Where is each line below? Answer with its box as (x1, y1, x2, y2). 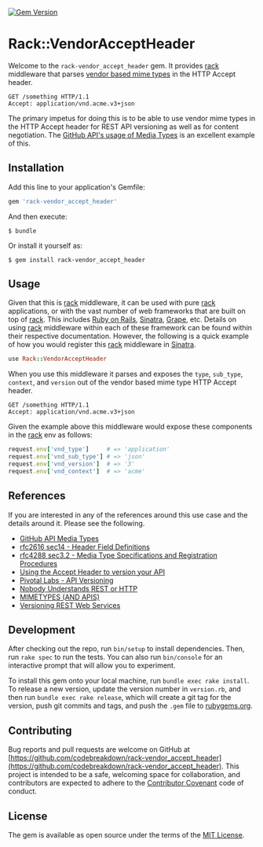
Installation (8, 161, 64, 175)
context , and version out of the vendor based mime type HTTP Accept (8, 377, 237, 387)
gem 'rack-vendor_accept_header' (8, 197, 118, 205)
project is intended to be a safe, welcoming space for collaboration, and (8, 770, 241, 779)
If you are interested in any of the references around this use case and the (8, 510, 248, 519)
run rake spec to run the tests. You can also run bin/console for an (8, 653, 223, 662)
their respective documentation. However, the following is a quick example (8, 331, 250, 341)
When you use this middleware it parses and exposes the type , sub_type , (8, 370, 243, 379)
